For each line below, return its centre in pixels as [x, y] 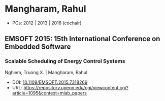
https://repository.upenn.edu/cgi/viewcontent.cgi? [76, 87]
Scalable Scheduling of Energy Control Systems [65, 61]
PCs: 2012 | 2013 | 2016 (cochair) [47, 23]
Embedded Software [38, 47]
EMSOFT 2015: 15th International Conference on [82, 39]
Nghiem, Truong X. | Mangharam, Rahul [46, 72]
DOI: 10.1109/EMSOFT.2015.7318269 [50, 82]
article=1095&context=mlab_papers [49, 93]
